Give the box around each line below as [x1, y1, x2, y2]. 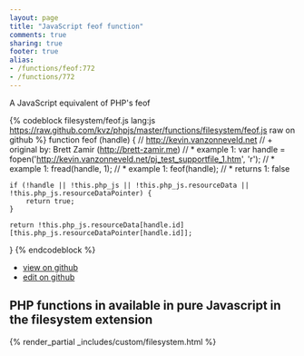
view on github [22, 262, 79, 272]
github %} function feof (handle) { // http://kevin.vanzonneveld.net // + [9, 133, 273, 145]
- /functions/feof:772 [9, 64, 95, 74]
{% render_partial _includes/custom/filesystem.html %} [9, 336, 217, 347]
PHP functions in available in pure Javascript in [9, 298, 281, 313]
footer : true [9, 47, 59, 56]
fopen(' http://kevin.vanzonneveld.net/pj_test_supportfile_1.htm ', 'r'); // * [9, 153, 275, 164]
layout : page [9, 13, 59, 23]
